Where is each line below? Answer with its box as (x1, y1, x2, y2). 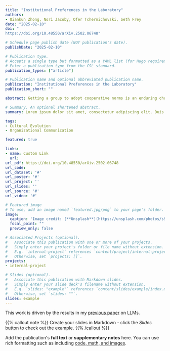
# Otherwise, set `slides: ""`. (5, 291, 78, 296)
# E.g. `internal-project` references (5, 249, 92, 254)
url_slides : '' (5, 184, 37, 189)
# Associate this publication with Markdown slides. (5, 277, 123, 282)
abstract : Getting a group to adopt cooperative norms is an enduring (5, 96, 157, 101)
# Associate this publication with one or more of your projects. (5, 240, 153, 245)
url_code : (5, 165, 26, 170)
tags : (5, 118, 17, 124)
